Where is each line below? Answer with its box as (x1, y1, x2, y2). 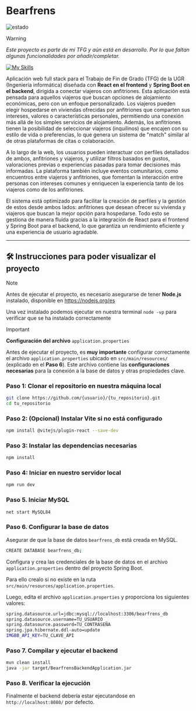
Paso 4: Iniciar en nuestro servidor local (6, 469, 121, 477)
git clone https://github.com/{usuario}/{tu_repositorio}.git (6, 395, 160, 401)
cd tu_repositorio (6, 400, 51, 406)
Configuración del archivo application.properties (6, 337, 129, 344)
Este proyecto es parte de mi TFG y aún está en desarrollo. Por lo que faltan (6, 46, 190, 53)
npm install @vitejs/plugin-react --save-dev (6, 428, 118, 434)
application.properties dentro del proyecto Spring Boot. (6, 564, 144, 572)
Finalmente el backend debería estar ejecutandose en (6, 692, 135, 699)
